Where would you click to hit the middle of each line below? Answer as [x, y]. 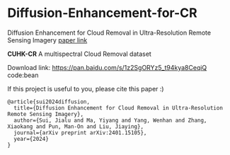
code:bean [23, 75]
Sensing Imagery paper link [47, 40]
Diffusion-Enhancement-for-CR [102, 13]
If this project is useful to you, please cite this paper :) [86, 88]
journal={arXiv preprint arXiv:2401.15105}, [80, 132]
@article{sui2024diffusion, [49, 102]
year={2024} [31, 139]
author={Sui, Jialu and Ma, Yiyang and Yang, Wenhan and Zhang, [110, 120]
